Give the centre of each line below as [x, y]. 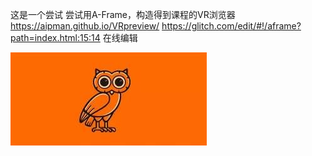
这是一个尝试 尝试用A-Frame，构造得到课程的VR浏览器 [123, 14]
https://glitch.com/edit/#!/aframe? [231, 26]
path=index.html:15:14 [55, 37]
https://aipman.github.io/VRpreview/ [85, 26]
